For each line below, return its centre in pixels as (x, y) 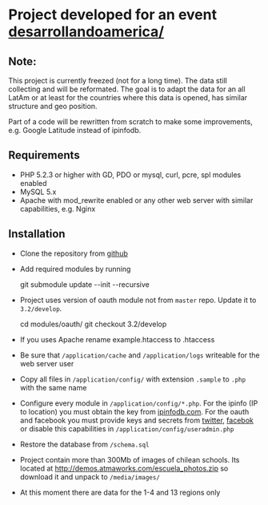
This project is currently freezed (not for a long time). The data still (118, 81)
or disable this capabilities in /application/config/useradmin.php (127, 428)
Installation (37, 234)
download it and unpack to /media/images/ (90, 477)
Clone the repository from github (74, 253)
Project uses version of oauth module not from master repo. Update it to (138, 300)
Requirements (44, 155)
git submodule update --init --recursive (84, 284)
